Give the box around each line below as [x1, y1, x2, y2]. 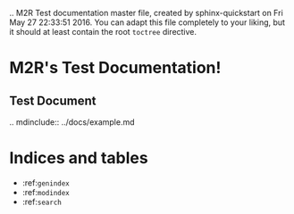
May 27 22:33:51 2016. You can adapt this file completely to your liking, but [9, 17, 286, 28]
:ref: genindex [21, 177, 70, 188]
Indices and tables [9, 148, 149, 169]
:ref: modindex [21, 186, 70, 197]
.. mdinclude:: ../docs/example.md [9, 117, 136, 128]
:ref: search [21, 196, 63, 207]
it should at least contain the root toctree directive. [9, 27, 197, 37]
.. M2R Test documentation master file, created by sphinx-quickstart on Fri [9, 8, 283, 18]
